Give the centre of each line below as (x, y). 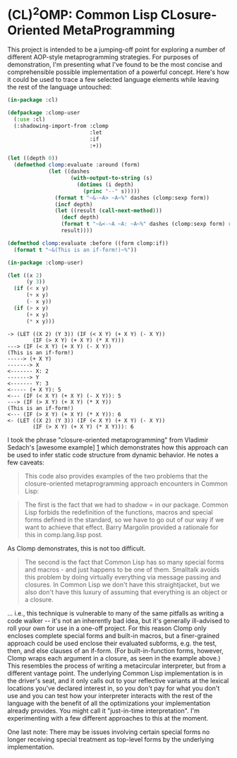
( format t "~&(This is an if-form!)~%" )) (75, 250)
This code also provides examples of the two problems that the (116, 476)
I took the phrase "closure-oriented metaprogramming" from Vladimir (108, 440)
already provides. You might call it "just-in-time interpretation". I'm (103, 711)
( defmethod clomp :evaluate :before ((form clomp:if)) (88, 243)
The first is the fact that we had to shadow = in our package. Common (126, 505)
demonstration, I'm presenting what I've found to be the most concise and (115, 65)
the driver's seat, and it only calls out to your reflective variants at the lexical (118, 680)
